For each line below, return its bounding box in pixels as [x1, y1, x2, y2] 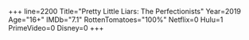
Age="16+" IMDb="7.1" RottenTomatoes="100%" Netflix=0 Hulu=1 [8, 15, 224, 24]
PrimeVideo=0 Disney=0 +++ [8, 24, 104, 32]
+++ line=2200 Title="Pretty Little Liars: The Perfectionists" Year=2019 [8, 7, 241, 16]
